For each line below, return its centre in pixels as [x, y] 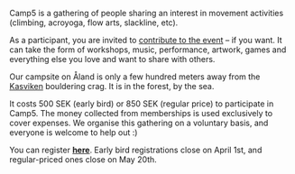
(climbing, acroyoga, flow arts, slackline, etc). [94, 23]
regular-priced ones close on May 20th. [83, 160]
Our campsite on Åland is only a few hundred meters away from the [135, 77]
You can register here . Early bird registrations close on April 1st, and [136, 150]
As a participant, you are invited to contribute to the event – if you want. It [146, 40]
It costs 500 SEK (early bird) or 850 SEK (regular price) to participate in [142, 104]
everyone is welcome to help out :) [74, 133]
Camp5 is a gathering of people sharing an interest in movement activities [147, 13]
